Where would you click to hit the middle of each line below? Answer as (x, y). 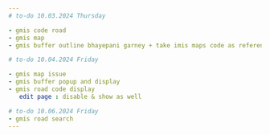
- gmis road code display (51, 89)
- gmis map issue (37, 74)
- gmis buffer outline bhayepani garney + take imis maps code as (122, 45)
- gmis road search (41, 119)
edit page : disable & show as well (80, 96)
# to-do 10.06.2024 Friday (53, 111)
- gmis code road (37, 30)
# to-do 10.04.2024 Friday (53, 60)
